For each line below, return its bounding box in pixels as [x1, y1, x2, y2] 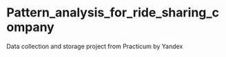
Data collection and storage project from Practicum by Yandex [6, 42, 183, 50]
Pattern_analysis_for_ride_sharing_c [6, 5, 220, 21]
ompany [6, 19, 54, 35]
